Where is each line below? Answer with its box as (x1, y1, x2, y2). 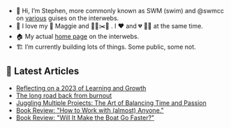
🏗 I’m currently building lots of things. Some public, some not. (15, 42, 196, 51)
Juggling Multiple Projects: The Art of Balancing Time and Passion (15, 98, 207, 107)
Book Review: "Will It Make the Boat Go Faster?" (15, 113, 155, 122)
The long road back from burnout (15, 91, 112, 99)
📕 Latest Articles (6, 65, 80, 77)
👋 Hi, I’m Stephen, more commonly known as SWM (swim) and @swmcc (15, 7, 224, 15)
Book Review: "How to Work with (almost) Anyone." (15, 106, 164, 114)
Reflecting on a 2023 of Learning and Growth (15, 83, 147, 92)
